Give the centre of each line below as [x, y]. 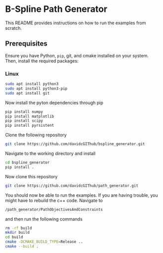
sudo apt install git [27, 93]
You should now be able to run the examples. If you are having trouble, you [82, 195]
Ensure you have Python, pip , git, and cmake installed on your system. [77, 55]
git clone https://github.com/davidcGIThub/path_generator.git [72, 186]
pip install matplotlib [30, 116]
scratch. [14, 28]
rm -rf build [19, 228]
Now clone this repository [31, 176]
